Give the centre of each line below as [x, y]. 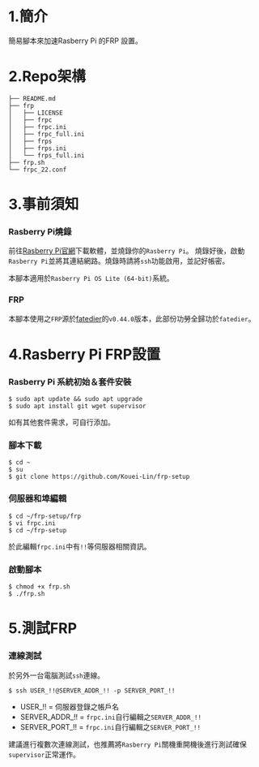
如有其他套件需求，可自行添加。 [62, 422]
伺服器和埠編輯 [38, 498]
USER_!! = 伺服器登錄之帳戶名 [70, 706]
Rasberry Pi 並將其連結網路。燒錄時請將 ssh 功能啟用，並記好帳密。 [119, 261]
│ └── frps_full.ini [47, 155]
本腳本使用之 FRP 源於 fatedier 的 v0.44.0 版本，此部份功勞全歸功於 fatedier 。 [132, 318]
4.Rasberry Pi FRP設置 [85, 354]
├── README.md [32, 98]
